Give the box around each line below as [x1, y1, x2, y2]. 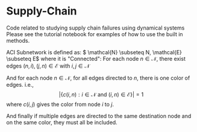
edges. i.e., [6, 81, 34, 88]
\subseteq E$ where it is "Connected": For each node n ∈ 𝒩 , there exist [6, 55, 186, 62]
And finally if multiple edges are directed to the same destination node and [6, 112, 192, 119]
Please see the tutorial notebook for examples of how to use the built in [6, 30, 183, 37]
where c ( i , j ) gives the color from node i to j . [6, 101, 114, 108]
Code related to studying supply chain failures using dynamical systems [6, 24, 185, 31]
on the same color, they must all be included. [6, 119, 117, 126]
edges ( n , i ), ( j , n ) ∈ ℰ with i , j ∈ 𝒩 [6, 62, 90, 69]
